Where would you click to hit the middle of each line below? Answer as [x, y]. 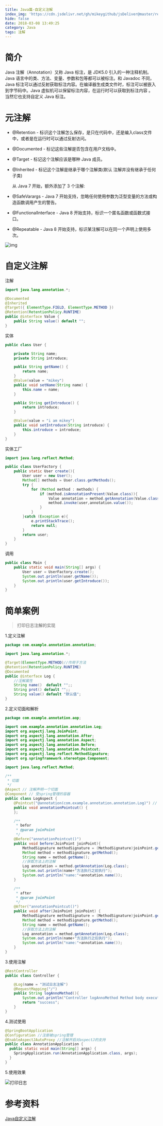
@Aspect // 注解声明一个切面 [32, 790]
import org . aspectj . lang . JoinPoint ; [42, 731]
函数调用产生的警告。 [38, 202]
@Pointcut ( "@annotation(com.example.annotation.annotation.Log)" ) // [86, 803]
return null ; [44, 526]
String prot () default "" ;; [42, 690]
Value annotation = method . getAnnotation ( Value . [98, 498]
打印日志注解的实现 [36, 626]
